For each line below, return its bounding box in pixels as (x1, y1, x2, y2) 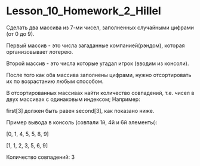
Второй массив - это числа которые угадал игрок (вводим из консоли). (6, 60, 189, 67)
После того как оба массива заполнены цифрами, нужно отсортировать (6, 71, 192, 78)
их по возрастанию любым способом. (6, 78, 104, 85)
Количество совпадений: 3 (6, 153, 75, 161)
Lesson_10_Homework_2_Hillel (6, 4, 161, 18)
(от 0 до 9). (6, 30, 35, 37)
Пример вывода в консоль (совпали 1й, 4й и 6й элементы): (6, 118, 158, 126)
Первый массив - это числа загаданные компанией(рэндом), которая (6, 42, 185, 49)
